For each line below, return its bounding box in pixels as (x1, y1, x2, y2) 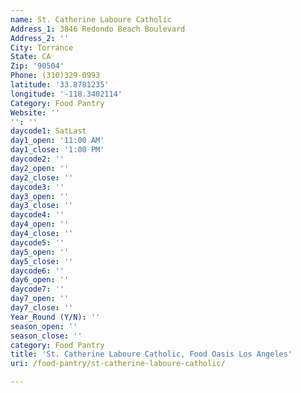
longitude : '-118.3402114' (10, 89, 123, 99)
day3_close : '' (10, 201, 74, 211)
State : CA (10, 52, 52, 62)
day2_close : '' (10, 172, 74, 183)
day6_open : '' (10, 275, 70, 285)
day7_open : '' (10, 294, 70, 304)
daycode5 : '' (10, 237, 65, 248)
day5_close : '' (10, 256, 74, 266)
